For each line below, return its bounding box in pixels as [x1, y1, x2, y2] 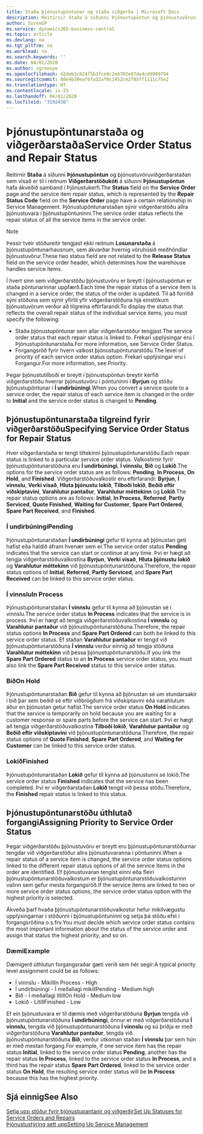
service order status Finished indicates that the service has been [6, 777, 169, 784]
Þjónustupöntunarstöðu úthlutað [6, 807, 133, 818]
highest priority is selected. [6, 894, 74, 901]
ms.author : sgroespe [6, 65, 59, 71]
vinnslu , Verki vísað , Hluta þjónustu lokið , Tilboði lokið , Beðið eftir [6, 482, 175, 489]
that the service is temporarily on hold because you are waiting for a [6, 710, 176, 717]
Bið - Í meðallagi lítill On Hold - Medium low [14, 992, 121, 999]
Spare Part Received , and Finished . [6, 507, 96, 515]
